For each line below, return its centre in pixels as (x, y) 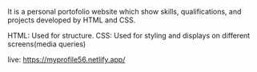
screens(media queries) (47, 44)
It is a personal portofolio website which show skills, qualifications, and (124, 12)
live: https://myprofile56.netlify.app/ (66, 60)
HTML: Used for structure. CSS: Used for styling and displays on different (129, 36)
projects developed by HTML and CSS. (72, 20)
